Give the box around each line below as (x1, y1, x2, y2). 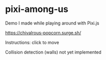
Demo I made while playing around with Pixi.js (5, 20, 100, 26)
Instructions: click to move (5, 39, 59, 45)
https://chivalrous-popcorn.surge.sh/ (5, 29, 81, 35)
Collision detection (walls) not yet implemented (5, 49, 102, 55)
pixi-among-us (5, 3, 69, 15)
